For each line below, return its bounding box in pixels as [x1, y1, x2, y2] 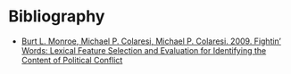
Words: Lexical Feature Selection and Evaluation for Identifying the [21, 45, 267, 55]
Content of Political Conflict [21, 54, 123, 65]
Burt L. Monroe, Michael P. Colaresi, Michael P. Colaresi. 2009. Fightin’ [21, 36, 282, 46]
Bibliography [8, 6, 105, 27]
